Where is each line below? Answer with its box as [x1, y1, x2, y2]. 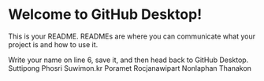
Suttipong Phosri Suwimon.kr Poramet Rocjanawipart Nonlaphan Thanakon [8, 63, 252, 72]
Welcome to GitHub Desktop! [8, 6, 203, 24]
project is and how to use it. [8, 39, 99, 49]
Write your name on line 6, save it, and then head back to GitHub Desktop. [8, 55, 249, 64]
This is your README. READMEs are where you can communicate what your [8, 31, 256, 41]
